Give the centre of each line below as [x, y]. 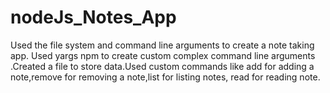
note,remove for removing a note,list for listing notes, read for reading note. [165, 77]
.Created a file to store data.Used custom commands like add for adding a [162, 66]
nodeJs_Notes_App [93, 17]
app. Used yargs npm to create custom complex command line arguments [163, 55]
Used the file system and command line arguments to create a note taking [162, 45]
